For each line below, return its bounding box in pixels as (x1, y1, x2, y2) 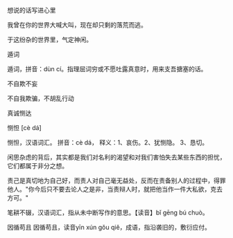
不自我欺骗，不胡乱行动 (7, 94, 74, 102)
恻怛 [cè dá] (7, 124, 42, 131)
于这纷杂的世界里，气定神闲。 (7, 35, 92, 44)
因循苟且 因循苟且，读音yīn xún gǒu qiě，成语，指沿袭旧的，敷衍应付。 (7, 223, 212, 231)
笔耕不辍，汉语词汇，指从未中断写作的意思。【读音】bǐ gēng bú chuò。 (7, 208, 209, 217)
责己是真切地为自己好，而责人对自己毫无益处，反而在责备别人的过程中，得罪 (7, 176, 226, 185)
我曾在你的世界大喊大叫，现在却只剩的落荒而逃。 (7, 21, 147, 29)
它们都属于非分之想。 (7, 162, 68, 170)
